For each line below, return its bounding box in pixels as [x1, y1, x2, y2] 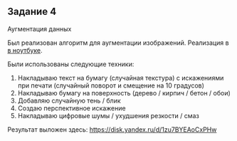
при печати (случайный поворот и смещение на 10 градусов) [17, 81, 205, 90]
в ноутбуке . [7, 46, 43, 54]
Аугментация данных [7, 24, 72, 33]
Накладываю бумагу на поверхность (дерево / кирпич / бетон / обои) [17, 88, 231, 97]
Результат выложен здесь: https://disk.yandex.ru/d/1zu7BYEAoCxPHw [7, 125, 217, 134]
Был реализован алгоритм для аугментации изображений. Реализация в [7, 38, 229, 47]
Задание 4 [7, 6, 57, 18]
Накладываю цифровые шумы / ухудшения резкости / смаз [17, 111, 199, 120]
